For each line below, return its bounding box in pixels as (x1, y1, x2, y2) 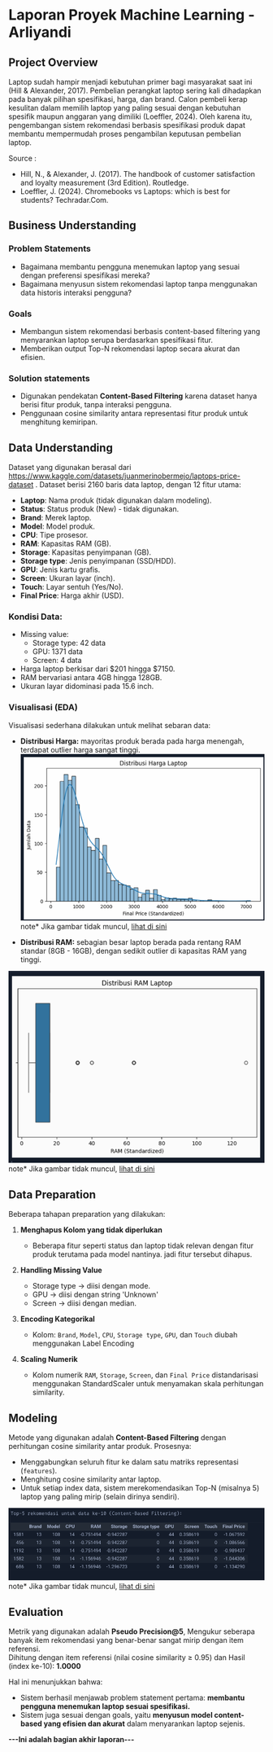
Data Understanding (8, 441, 114, 454)
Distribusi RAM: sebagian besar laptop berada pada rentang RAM (19, 937, 241, 947)
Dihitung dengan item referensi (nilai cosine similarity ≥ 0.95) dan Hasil (8, 1653, 245, 1662)
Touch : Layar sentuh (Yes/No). (19, 582, 123, 592)
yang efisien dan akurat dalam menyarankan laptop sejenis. (43, 1719, 245, 1728)
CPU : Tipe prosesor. (19, 530, 89, 540)
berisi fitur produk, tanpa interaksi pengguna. (19, 400, 172, 410)
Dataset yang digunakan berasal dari (8, 463, 132, 472)
